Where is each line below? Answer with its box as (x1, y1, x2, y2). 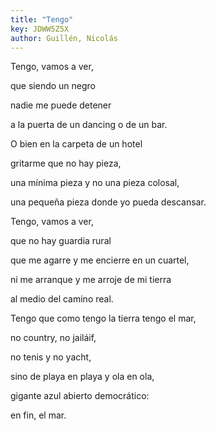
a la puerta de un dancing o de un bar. (10, 119, 168, 131)
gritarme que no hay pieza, (10, 157, 122, 170)
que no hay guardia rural (10, 235, 112, 247)
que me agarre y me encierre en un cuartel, (10, 254, 190, 266)
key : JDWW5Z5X (10, 24, 70, 34)
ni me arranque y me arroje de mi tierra (10, 274, 172, 286)
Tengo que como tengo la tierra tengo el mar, (10, 312, 197, 325)
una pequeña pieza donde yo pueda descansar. (10, 196, 207, 208)
